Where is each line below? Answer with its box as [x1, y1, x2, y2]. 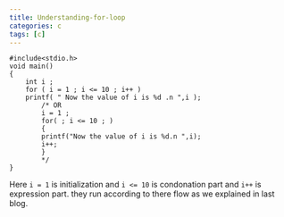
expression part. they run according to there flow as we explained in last [9, 188, 275, 199]
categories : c [9, 21, 63, 30]
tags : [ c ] [9, 29, 46, 38]
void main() [9, 62, 54, 71]
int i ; [25, 78, 54, 87]
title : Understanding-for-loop [9, 13, 126, 22]
